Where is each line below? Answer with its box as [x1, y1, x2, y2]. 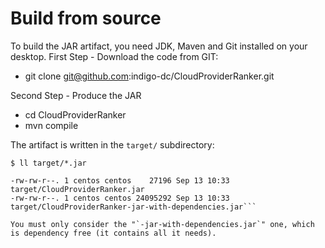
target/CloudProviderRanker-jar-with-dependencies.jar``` [10, 202, 257, 212]
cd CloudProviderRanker [24, 108, 127, 121]
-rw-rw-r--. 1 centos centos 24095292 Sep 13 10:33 [10, 193, 230, 203]
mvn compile [24, 119, 79, 131]
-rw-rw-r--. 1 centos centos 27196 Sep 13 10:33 [10, 175, 230, 186]
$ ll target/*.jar [10, 158, 87, 168]
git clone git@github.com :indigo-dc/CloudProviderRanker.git [24, 70, 275, 82]
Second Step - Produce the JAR [10, 89, 142, 101]
